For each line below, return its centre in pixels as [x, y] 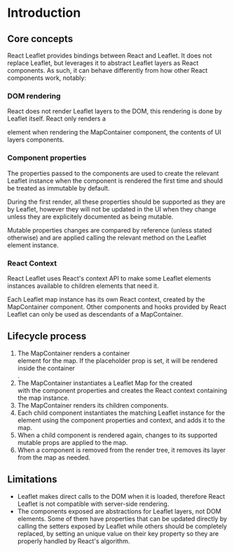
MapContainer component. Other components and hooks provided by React [117, 307]
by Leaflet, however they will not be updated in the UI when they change [112, 209]
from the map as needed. [54, 457]
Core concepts [40, 39]
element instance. [33, 245]
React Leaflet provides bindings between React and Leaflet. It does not [110, 55]
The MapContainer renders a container [74, 353]
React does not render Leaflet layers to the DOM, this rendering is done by [115, 111]
